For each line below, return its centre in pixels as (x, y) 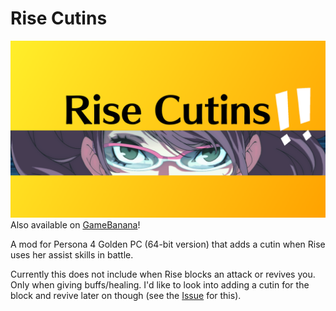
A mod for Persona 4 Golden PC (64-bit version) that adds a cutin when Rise (168, 244)
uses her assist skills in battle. (72, 255)
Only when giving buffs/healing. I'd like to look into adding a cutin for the (160, 285)
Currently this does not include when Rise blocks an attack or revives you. (163, 274)
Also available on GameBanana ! (75, 225)
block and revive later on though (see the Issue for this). (126, 296)
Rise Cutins (59, 18)
